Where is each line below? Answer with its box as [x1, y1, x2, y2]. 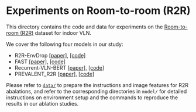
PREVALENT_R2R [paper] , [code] [14, 70, 95, 77]
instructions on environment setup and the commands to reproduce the [6, 94, 178, 101]
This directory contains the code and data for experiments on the [6, 23, 163, 30]
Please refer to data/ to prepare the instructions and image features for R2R [6, 81, 189, 88]
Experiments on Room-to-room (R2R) [6, 4, 191, 17]
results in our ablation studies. [6, 100, 79, 107]
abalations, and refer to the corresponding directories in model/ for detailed [6, 88, 187, 95]
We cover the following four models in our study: [6, 41, 123, 48]
